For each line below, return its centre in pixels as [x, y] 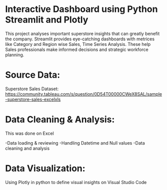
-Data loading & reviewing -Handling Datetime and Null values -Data [75, 143]
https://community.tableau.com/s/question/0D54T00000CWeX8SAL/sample [83, 94]
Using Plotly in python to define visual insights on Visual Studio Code [76, 182]
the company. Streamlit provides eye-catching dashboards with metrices [80, 39]
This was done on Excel [29, 133]
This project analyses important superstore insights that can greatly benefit [83, 33]
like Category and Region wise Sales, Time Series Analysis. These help [78, 44]
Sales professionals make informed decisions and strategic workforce [77, 49]
